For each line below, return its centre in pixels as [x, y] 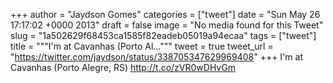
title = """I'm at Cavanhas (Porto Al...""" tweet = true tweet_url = [142, 46]
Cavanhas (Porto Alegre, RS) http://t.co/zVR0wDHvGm [123, 67]
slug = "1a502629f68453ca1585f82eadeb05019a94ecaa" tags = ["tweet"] [163, 35]
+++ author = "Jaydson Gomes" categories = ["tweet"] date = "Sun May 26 [165, 14]
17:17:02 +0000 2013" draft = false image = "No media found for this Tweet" [167, 25]
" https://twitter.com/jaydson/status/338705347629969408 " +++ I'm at [156, 57]
